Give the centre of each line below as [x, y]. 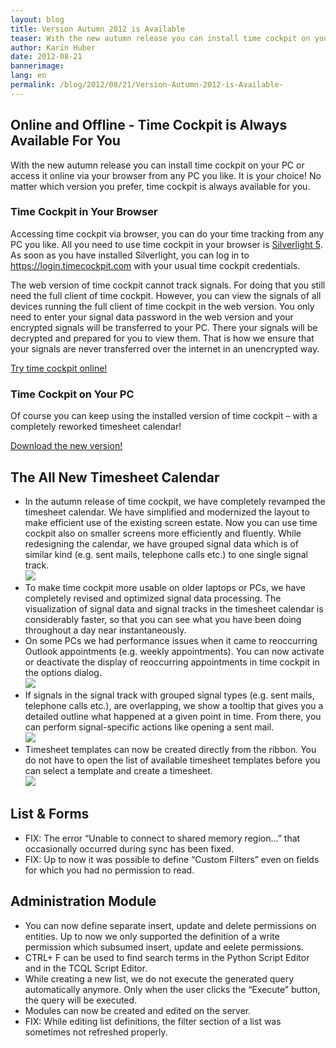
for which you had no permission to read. [109, 870]
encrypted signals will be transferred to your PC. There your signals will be [164, 327]
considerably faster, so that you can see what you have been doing [163, 619]
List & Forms [50, 814]
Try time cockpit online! [59, 368]
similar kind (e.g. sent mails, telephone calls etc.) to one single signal [166, 554]
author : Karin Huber [53, 47]
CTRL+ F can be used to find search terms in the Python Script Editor [167, 957]
